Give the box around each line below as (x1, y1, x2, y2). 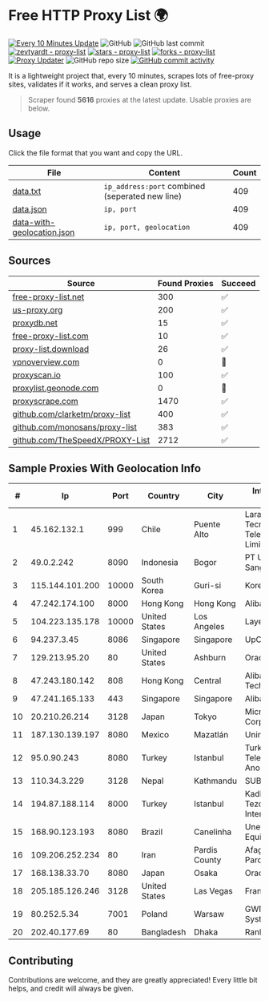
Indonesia (141, 557, 179, 568)
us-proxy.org (12, 304, 63, 315)
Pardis (193, 845, 218, 856)
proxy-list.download (12, 343, 90, 354)
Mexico (141, 729, 170, 741)
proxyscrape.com (12, 395, 78, 406)
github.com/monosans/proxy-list (12, 422, 138, 433)
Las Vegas (193, 886, 234, 897)
